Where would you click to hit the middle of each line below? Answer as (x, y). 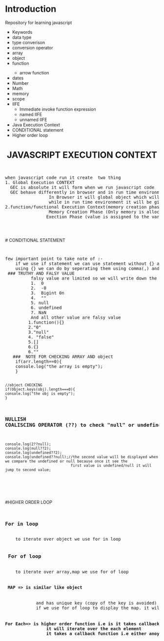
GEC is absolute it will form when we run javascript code (82, 187)
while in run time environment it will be (100, 202)
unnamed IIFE (33, 119)
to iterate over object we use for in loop (68, 539)
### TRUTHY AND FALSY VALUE (41, 273)
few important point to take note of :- (54, 259)
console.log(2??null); (28, 444)
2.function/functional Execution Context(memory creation (76, 207)
